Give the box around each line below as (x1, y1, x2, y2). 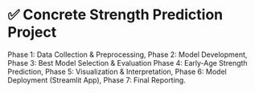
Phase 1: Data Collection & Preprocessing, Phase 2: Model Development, (7, 50, 248, 59)
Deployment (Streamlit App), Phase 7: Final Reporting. (7, 75, 186, 85)
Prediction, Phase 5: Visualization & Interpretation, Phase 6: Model (7, 67, 227, 76)
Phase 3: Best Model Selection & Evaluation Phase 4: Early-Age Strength (7, 58, 248, 67)
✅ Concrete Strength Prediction (7, 6, 223, 24)
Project (7, 23, 57, 42)
